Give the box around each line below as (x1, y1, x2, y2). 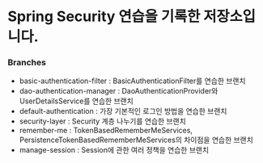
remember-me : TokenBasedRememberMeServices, (19, 126, 193, 136)
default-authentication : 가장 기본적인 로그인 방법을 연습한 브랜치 (19, 107, 227, 116)
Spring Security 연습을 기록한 (7, 7, 201, 26)
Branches (7, 57, 46, 69)
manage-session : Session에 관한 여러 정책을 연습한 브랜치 (19, 145, 210, 155)
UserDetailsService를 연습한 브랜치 (19, 96, 134, 106)
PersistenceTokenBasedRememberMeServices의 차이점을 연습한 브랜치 (19, 135, 254, 145)
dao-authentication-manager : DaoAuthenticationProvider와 (19, 86, 218, 96)
